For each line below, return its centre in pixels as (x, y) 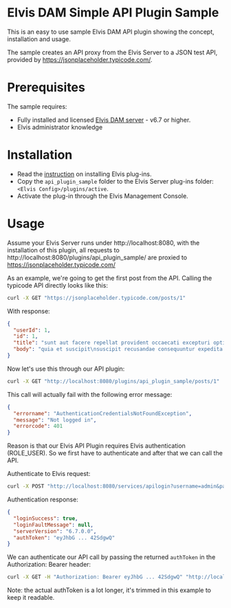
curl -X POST (26, 486)
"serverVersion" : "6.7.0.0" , (55, 531)
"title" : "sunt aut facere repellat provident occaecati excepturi (112, 343)
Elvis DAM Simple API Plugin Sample (113, 13)
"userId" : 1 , (32, 330)
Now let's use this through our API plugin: (66, 369)
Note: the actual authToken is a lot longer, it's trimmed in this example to (109, 590)
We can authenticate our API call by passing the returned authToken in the (111, 557)
